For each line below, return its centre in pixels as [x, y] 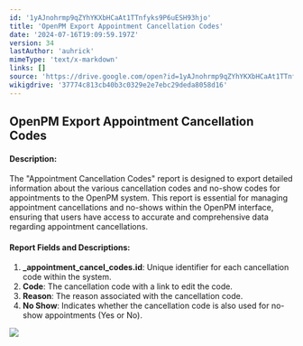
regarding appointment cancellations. [79, 227]
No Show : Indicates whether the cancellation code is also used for [146, 306]
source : [24, 77]
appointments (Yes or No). [93, 315]
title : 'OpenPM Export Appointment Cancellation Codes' [116, 26]
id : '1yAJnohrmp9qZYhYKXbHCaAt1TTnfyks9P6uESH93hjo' [110, 18]
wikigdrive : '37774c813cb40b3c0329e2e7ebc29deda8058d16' [119, 85]
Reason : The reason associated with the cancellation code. [133, 296]
